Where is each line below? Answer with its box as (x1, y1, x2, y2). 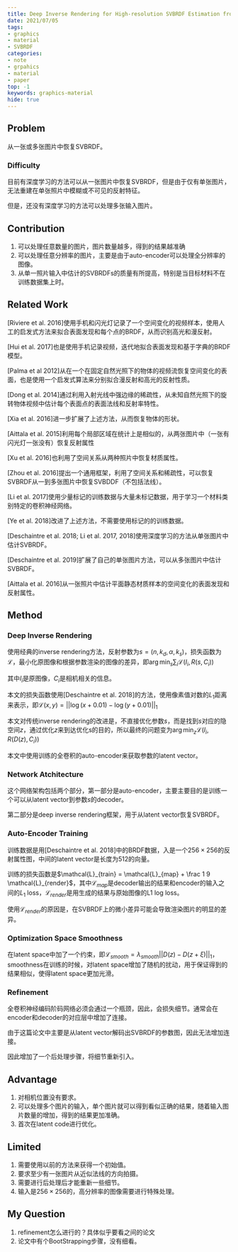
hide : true (7, 97, 40, 104)
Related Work (7, 299, 69, 311)
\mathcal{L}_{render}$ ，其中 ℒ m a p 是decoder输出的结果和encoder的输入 (7, 878, 219, 888)
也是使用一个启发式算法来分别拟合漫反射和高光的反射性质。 (19, 375, 193, 383)
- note (7, 57, 27, 64)
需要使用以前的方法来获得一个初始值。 (17, 1160, 130, 1169)
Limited (7, 1141, 41, 1153)
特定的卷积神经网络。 (13, 501, 76, 510)
